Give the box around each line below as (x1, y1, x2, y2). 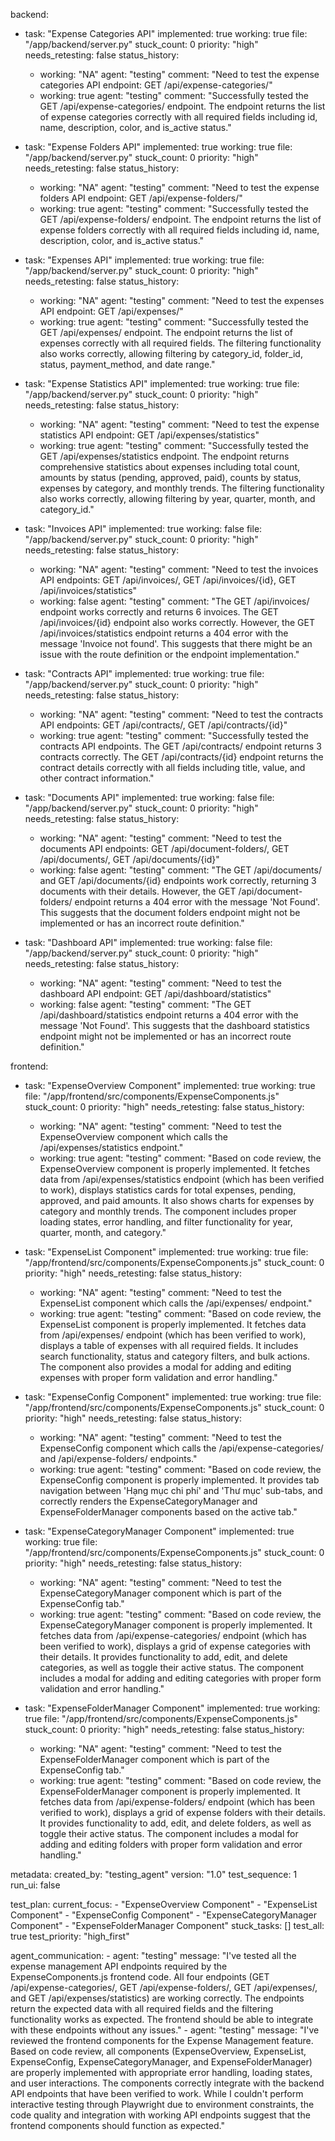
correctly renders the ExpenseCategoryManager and (39, 1495, 258, 1507)
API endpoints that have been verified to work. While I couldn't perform (10, 2088, 304, 2099)
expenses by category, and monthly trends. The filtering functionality (39, 482, 325, 494)
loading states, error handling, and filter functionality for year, (39, 1216, 293, 1228)
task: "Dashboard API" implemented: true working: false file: (24, 937, 273, 948)
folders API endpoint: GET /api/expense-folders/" (39, 192, 243, 204)
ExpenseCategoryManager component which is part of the (39, 1587, 282, 1599)
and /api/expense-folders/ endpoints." (39, 1453, 198, 1464)
